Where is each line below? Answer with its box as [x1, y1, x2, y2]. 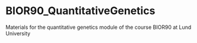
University [5, 29, 31, 37]
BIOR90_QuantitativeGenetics [5, 4, 156, 18]
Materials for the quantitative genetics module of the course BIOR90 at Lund [5, 24, 192, 31]
